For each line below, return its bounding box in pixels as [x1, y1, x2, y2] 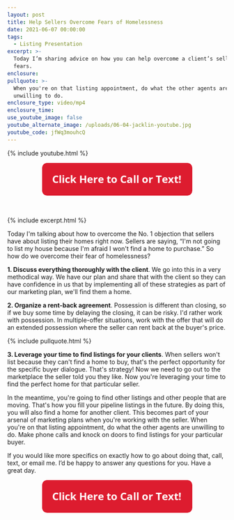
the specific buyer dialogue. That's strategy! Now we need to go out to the [7, 365, 221, 373]
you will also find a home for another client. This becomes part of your [7, 408, 209, 416]
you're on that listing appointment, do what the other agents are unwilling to [7, 422, 225, 431]
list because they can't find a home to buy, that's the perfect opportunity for [7, 358, 226, 366]
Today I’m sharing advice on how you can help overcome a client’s [13, 56, 214, 63]
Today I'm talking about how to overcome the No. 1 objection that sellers [7, 229, 214, 238]
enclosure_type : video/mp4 [7, 100, 86, 107]
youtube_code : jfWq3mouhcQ [7, 129, 86, 136]
